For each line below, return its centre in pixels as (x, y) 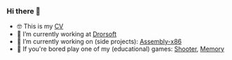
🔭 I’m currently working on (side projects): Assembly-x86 (99, 42)
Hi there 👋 (24, 11)
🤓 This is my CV (40, 27)
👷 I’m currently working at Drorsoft (67, 34)
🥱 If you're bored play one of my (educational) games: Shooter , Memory (121, 49)
